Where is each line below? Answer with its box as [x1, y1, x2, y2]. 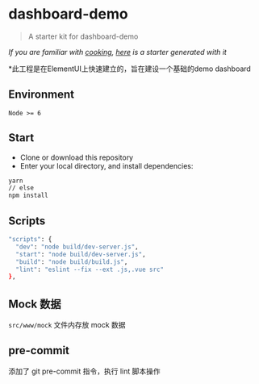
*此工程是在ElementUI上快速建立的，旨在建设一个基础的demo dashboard [8, 64, 252, 73]
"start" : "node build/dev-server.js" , [15, 250, 147, 258]
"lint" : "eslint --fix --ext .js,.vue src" [15, 265, 164, 273]
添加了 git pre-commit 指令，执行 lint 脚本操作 [8, 366, 161, 376]
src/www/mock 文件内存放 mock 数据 [8, 320, 127, 330]
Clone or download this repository [19, 152, 134, 162]
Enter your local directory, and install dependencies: [19, 161, 194, 170]
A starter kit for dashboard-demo [27, 31, 139, 41]
